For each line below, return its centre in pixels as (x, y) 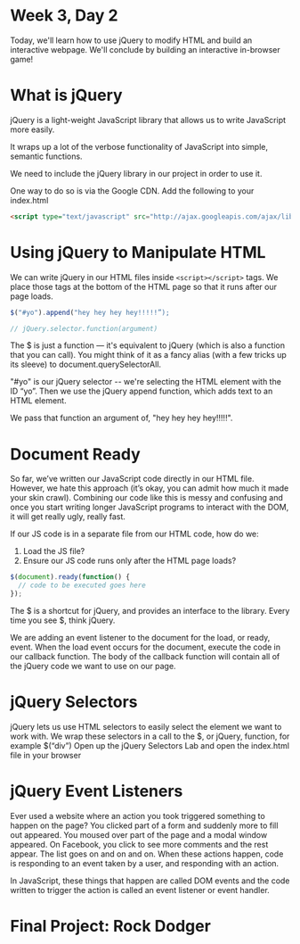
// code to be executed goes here (82, 585)
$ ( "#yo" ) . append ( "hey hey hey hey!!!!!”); (90, 312)
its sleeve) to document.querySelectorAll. (86, 364)
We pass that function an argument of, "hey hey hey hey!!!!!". (122, 418)
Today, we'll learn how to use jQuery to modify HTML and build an (131, 40)
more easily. (32, 129)
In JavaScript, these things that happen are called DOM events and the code (150, 881)
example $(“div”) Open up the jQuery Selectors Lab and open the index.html (150, 745)
